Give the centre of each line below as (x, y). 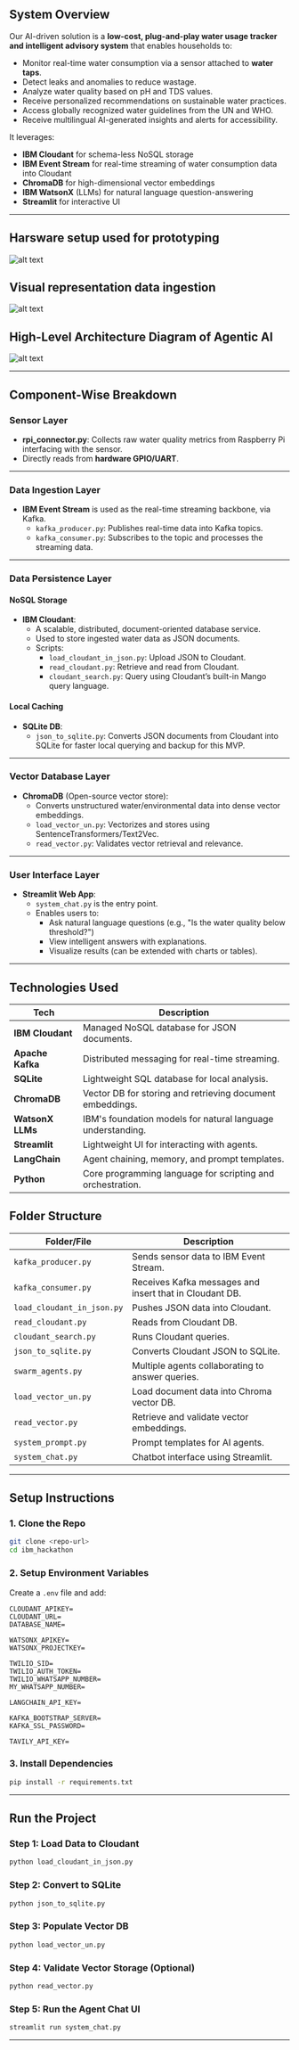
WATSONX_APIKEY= (39, 1640)
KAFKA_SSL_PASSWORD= (48, 1726)
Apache (31, 1053)
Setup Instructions (62, 1498)
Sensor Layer (39, 420)
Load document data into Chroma (202, 1391)
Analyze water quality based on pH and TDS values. (117, 91)
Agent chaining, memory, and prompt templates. (184, 1159)
